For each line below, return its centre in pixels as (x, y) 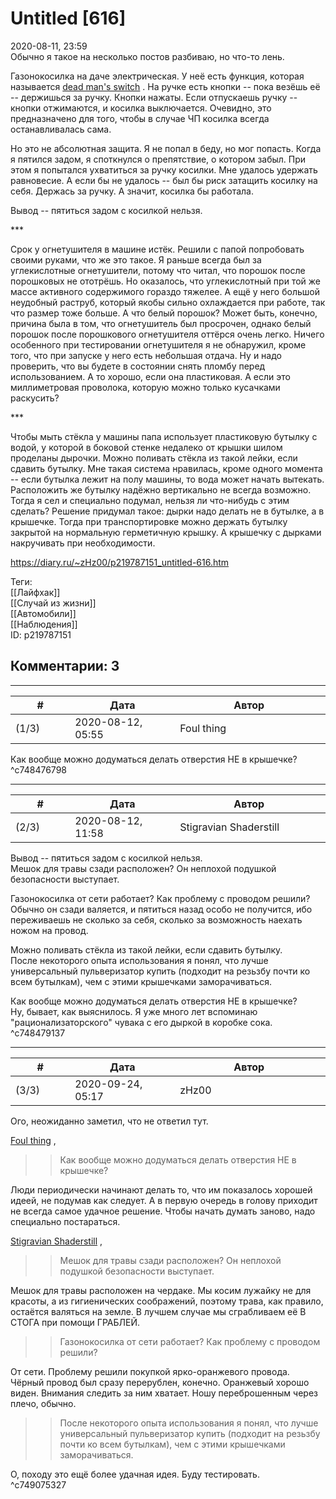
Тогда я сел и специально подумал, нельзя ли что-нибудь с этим (150, 500)
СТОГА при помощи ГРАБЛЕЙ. (75, 1322)
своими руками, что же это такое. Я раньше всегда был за (136, 259)
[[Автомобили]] (43, 613)
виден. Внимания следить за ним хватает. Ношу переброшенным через (164, 1393)
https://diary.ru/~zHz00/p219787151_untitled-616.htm (120, 562)
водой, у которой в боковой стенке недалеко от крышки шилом (146, 447)
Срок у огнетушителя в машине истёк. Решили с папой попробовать (157, 249)
